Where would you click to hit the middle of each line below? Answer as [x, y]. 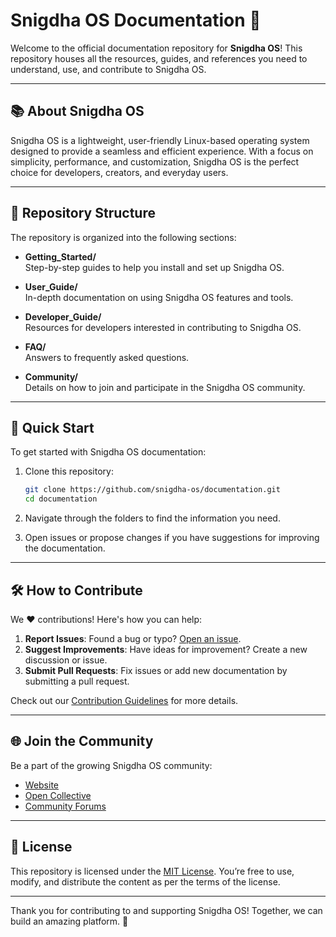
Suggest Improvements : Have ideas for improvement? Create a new [166, 649]
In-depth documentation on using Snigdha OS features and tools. [159, 297]
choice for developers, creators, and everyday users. [119, 172]
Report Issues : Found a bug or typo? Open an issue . [133, 638]
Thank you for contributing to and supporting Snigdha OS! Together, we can [166, 910]
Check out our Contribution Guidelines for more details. [124, 700]
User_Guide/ [51, 286]
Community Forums [65, 806]
